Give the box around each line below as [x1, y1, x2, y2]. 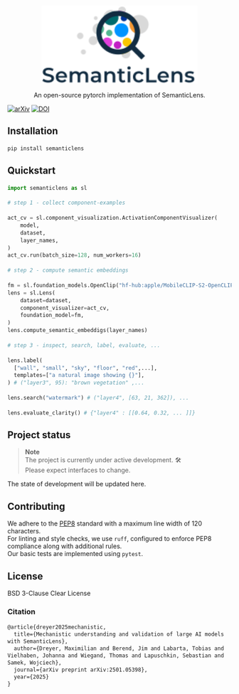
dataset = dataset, [20, 297, 72, 304]
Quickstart [7, 165, 56, 177]
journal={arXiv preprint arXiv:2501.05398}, [14, 666, 148, 673]
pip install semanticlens [7, 144, 84, 152]
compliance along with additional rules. [7, 542, 122, 550]
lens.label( [7, 357, 43, 364]
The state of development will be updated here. [7, 480, 147, 489]
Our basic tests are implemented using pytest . [7, 550, 144, 558]
